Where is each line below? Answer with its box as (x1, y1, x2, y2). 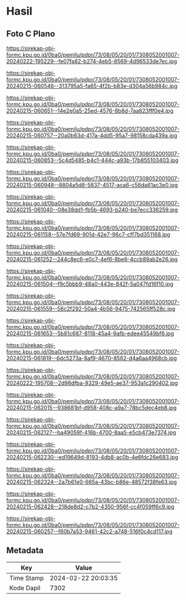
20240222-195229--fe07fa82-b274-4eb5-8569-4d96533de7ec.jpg (6, 58, 177, 65)
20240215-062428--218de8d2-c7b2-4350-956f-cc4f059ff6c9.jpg (6, 503, 174, 510)
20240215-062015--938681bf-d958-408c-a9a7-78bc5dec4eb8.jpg (6, 404, 177, 411)
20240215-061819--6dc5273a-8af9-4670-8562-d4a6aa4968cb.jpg (6, 355, 177, 362)
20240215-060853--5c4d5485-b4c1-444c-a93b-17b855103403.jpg (6, 157, 179, 164)
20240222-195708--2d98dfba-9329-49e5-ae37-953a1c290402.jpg (6, 379, 178, 386)
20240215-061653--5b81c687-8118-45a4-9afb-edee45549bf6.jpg (6, 330, 174, 337)
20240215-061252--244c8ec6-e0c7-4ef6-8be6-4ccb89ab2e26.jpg (6, 256, 178, 263)
